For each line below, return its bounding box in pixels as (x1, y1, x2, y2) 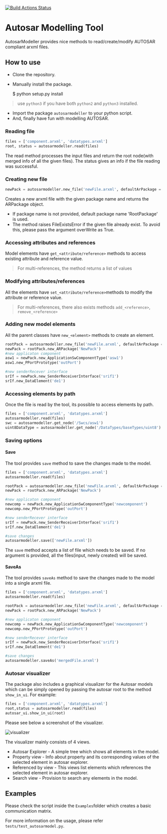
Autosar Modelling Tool (5, 22, 103, 33)
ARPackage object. (5, 201, 44, 207)
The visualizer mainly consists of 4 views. (5, 739, 91, 745)
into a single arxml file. (5, 580, 52, 586)
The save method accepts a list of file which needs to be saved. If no (5, 547, 146, 553)
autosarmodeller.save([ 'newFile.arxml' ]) (5, 538, 92, 543)
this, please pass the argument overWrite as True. (12, 226, 115, 232)
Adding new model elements (5, 321, 76, 328)
